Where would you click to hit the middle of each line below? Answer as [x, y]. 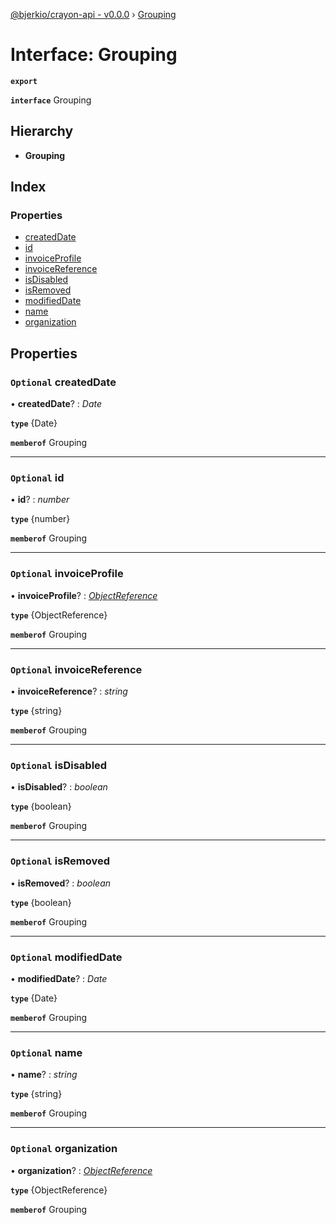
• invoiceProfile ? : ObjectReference [84, 595]
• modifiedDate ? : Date [59, 978]
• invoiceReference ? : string [69, 691]
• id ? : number [40, 500]
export [24, 81]
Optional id [37, 478]
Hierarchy [42, 131]
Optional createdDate [63, 382]
